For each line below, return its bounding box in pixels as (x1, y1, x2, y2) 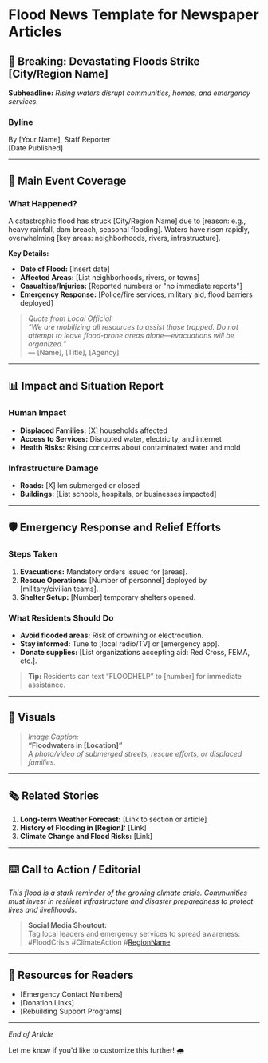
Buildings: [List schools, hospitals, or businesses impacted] (19, 489, 217, 498)
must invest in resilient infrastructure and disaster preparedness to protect (8, 897, 254, 906)
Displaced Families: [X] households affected (19, 426, 167, 435)
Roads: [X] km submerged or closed (19, 480, 140, 490)
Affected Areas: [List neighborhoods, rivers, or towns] (19, 272, 200, 282)
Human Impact (8, 407, 67, 418)
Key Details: (8, 248, 49, 258)
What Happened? (8, 198, 78, 209)
